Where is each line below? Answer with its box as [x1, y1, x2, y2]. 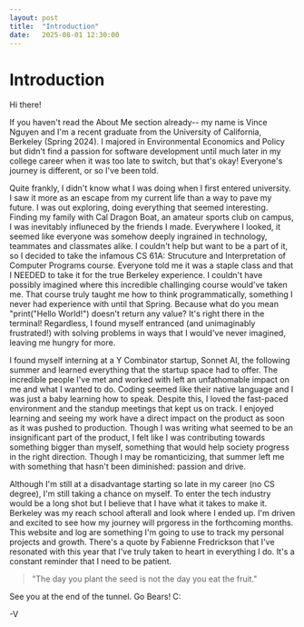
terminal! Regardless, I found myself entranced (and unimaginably [9, 318, 256, 329]
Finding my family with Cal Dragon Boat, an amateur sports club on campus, [9, 212, 294, 223]
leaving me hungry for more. [9, 337, 116, 348]
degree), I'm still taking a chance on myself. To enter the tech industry [9, 488, 271, 500]
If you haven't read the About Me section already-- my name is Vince [9, 117, 268, 128]
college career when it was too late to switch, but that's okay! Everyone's [9, 155, 283, 166]
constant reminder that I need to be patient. [9, 556, 172, 567]
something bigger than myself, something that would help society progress [9, 442, 290, 453]
